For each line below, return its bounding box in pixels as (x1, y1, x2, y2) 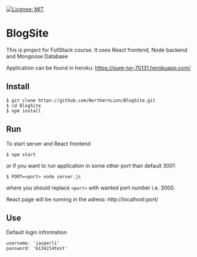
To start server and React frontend (6, 140, 91, 147)
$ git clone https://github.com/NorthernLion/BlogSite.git (6, 97, 156, 103)
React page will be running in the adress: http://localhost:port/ (6, 195, 159, 203)
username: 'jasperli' (6, 240, 60, 246)
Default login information (6, 229, 67, 236)
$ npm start (6, 151, 36, 158)
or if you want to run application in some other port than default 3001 (6, 162, 176, 169)
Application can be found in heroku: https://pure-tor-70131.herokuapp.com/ (6, 64, 191, 71)
